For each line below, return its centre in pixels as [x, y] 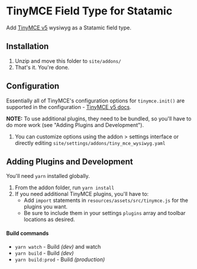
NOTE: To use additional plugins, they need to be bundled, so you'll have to [99, 119]
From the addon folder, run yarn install [64, 188]
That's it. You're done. [42, 67]
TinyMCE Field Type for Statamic [89, 11]
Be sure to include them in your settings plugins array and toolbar [105, 213]
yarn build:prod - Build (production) [60, 259]
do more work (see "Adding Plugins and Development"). [75, 125]
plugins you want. [45, 207]
